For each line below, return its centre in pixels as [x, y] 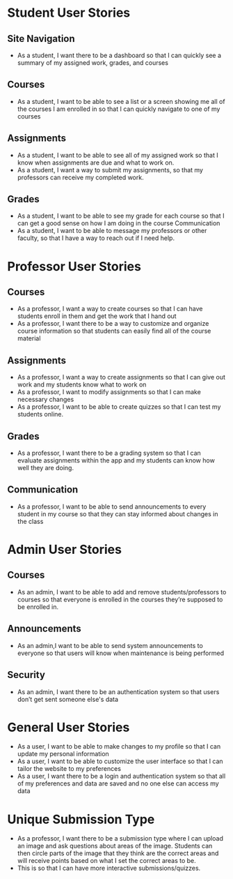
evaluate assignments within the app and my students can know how [116, 460]
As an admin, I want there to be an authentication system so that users [118, 691]
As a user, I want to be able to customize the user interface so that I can [120, 761]
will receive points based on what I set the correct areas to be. [106, 861]
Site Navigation [41, 39]
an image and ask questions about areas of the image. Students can [115, 846]
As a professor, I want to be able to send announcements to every [112, 506]
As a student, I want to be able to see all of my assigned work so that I [118, 155]
